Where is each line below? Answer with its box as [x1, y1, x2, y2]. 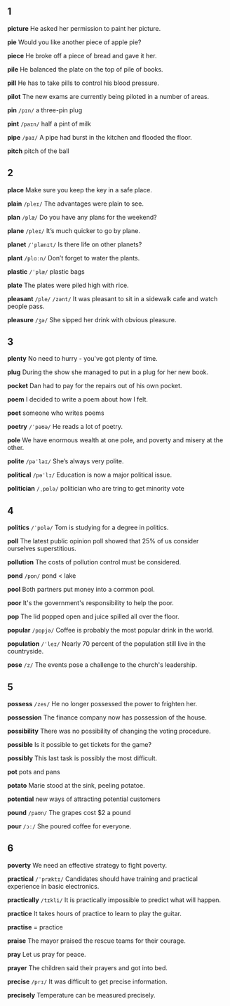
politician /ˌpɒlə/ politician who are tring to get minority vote [7, 484, 184, 493]
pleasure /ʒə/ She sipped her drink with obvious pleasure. [7, 315, 177, 324]
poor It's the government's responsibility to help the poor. [7, 599, 174, 607]
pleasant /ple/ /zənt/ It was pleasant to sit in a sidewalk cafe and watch [7, 294, 218, 303]
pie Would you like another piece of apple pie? [7, 38, 142, 46]
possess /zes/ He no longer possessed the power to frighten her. [7, 700, 198, 708]
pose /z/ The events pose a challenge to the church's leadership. [7, 661, 198, 669]
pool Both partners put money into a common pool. [7, 585, 156, 594]
